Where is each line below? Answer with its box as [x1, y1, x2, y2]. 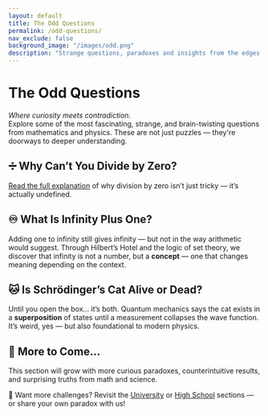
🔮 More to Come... [8, 344, 101, 358]
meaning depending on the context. [8, 259, 127, 270]
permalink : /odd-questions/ [8, 27, 103, 35]
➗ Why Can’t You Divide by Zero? [8, 159, 178, 173]
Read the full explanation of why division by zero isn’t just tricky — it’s [8, 180, 239, 190]
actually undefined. [8, 189, 72, 199]
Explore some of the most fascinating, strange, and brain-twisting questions [8, 118, 260, 129]
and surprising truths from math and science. [8, 375, 158, 385]
